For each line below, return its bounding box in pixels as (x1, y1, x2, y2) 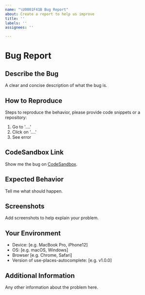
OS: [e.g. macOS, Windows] (12, 247, 69, 253)
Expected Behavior (5, 175, 64, 183)
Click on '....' (12, 129, 37, 135)
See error (12, 134, 32, 140)
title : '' (5, 16, 25, 21)
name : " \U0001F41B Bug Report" (5, 7, 69, 12)
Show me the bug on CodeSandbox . (5, 161, 78, 167)
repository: (5, 115, 27, 120)
